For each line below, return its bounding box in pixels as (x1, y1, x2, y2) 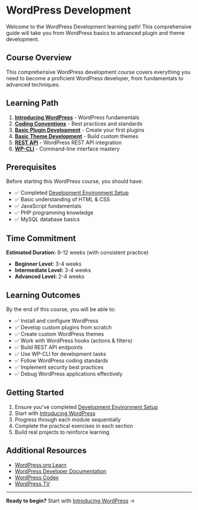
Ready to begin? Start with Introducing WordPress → (6, 497, 136, 504)
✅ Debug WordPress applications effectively (14, 370, 123, 377)
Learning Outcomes (6, 290, 81, 300)
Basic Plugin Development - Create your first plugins (14, 126, 144, 133)
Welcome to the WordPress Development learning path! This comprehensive (6, 23, 192, 30)
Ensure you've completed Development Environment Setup (14, 403, 158, 410)
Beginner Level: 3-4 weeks (14, 260, 82, 267)
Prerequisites (6, 162, 57, 172)
